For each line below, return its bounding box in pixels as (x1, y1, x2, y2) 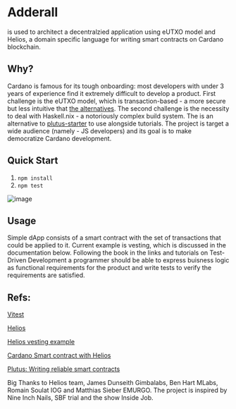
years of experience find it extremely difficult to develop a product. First (7, 89, 216, 97)
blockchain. (7, 42, 41, 51)
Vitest (7, 310, 25, 319)
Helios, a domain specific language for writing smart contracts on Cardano (7, 35, 224, 43)
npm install (17, 174, 53, 182)
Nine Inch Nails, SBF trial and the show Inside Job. (7, 393, 154, 402)
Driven (7, 256, 27, 264)
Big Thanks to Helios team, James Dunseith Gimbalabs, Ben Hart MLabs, (7, 379, 218, 387)
